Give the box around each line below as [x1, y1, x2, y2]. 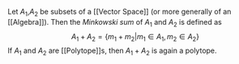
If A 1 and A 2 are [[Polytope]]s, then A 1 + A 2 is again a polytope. [7, 46, 217, 58]
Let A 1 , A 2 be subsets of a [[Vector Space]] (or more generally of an [7, 7, 232, 18]
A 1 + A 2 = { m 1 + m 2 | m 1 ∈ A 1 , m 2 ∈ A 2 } [70, 31, 200, 43]
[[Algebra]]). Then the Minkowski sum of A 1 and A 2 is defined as [7, 17, 222, 29]
